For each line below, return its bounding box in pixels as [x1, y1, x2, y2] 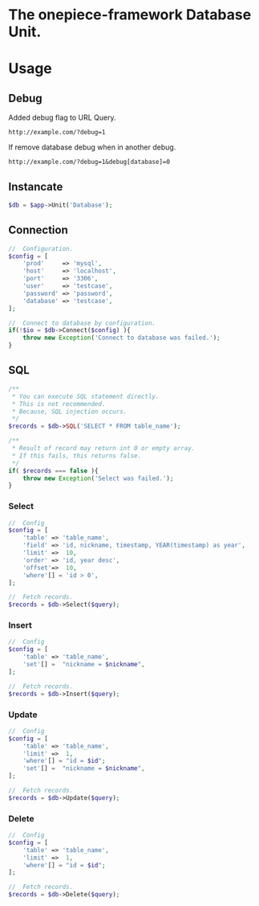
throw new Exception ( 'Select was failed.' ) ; [22, 474, 174, 482]
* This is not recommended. [11, 400, 106, 408]
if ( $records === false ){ [8, 466, 99, 475]
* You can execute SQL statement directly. [11, 392, 160, 400]
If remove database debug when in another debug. [8, 142, 176, 152]
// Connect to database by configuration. [8, 319, 156, 327]
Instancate [8, 179, 63, 194]
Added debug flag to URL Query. [8, 113, 116, 122]
